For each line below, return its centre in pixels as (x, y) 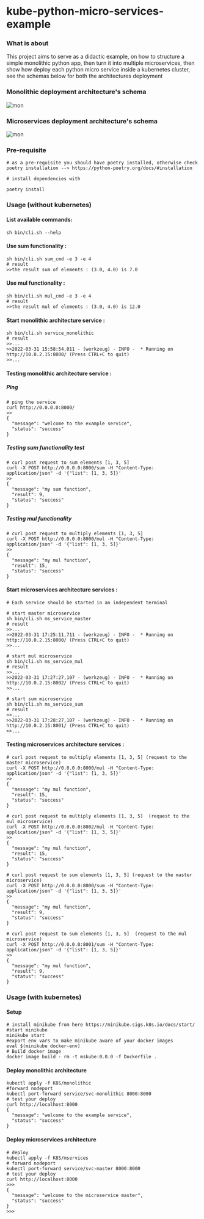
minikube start (26, 1036)
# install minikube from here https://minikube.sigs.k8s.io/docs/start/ (101, 1025)
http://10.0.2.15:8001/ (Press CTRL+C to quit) (68, 725)
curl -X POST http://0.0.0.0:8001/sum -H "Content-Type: (80, 945)
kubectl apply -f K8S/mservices (47, 1158)
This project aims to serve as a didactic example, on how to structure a (96, 57)
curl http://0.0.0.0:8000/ (41, 408)
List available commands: (39, 219)
